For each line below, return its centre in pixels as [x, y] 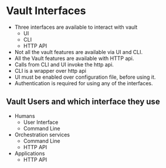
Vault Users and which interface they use [83, 102]
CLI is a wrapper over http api [50, 70]
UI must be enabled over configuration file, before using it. [85, 77]
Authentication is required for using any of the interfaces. [84, 83]
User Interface [41, 122]
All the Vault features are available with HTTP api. [74, 58]
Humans [25, 116]
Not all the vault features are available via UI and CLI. [78, 52]
